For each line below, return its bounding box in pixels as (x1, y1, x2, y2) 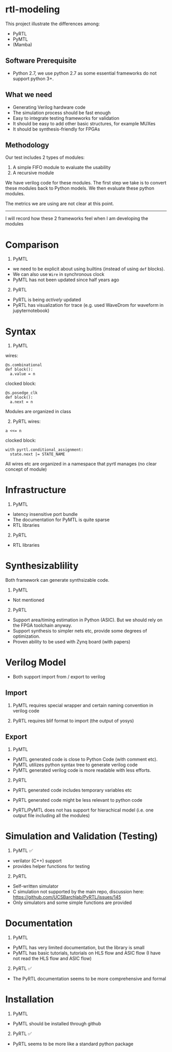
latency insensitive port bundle (12, 511, 78, 518)
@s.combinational (5, 362, 42, 368)
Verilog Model (5, 657, 67, 669)
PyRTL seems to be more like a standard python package (12, 1041, 134, 1047)
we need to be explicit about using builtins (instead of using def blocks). (12, 266, 165, 272)
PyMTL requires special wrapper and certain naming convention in (12, 702, 154, 708)
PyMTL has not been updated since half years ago (12, 276, 119, 283)
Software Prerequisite (5, 57, 77, 65)
